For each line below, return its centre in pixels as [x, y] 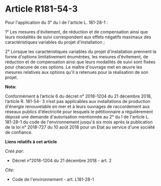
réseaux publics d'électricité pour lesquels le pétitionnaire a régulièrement [79, 111]
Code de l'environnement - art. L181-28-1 [53, 179]
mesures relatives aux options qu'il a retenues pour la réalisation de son [77, 72]
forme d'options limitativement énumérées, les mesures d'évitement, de [77, 56]
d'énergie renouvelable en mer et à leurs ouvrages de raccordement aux [78, 106]
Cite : [10, 170]
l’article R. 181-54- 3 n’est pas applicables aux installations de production [78, 101]
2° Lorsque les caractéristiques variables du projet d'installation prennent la [81, 51]
